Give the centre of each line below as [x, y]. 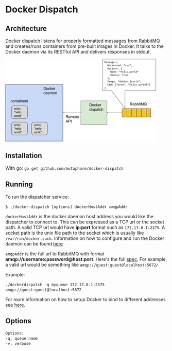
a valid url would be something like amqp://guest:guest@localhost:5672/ [82, 265]
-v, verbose [18, 344]
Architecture [26, 29]
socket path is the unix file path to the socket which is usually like [75, 233]
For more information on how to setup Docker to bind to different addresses [85, 299]
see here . [15, 305]
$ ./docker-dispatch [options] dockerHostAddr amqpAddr [66, 207]
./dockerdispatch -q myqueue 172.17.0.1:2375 [55, 285]
